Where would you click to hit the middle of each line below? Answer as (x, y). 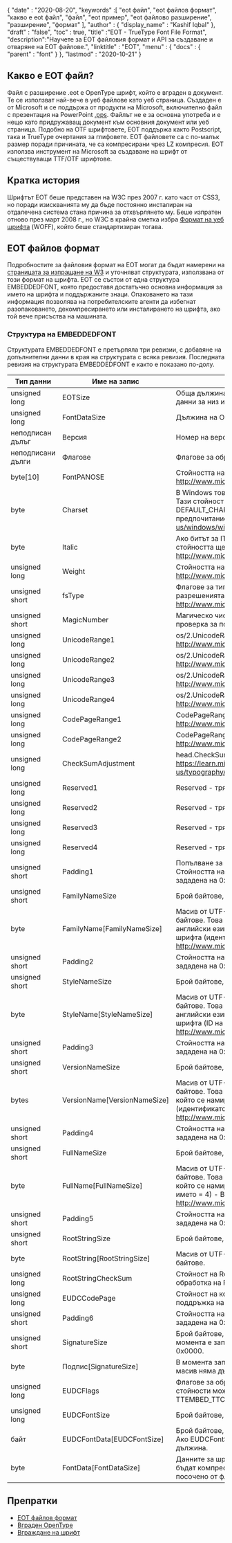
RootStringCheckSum (97, 1278)
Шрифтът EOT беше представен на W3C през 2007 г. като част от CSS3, (114, 197)
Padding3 (78, 1047)
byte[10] (25, 477)
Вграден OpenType (45, 1525)
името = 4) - (197, 1194)
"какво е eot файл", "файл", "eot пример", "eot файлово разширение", (109, 17)
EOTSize (76, 397)
